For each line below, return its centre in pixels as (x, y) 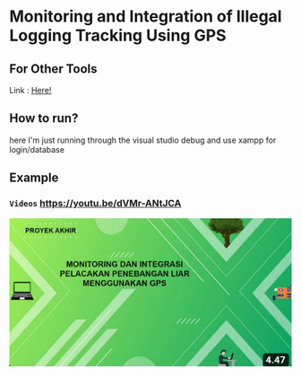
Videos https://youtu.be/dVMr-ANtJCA (95, 204)
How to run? (44, 118)
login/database (37, 149)
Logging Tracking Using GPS (118, 35)
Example (34, 178)
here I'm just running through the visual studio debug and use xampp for (143, 140)
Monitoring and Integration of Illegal (146, 17)
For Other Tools (53, 69)
